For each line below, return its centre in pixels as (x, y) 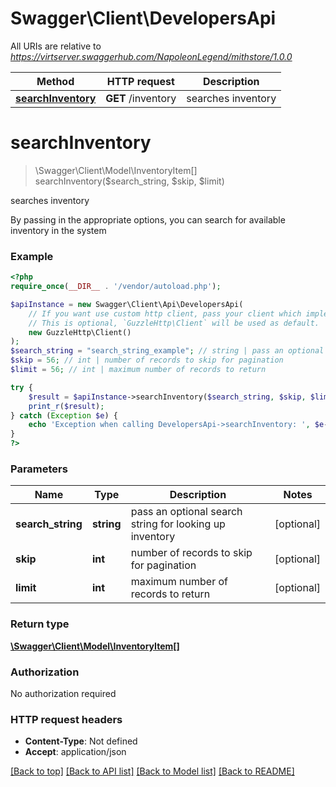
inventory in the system (58, 230)
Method (55, 81)
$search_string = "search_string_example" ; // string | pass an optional (167, 351)
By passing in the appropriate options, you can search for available (148, 219)
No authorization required (63, 693)
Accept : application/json (75, 752)
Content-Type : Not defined (81, 741)
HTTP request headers (66, 719)
